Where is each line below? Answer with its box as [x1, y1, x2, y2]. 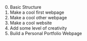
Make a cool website [9, 20, 52, 26]
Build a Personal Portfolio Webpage [9, 31, 83, 36]
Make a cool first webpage [9, 9, 64, 15]
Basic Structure [9, 4, 42, 10]
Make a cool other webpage [9, 15, 67, 20]
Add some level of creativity [9, 25, 67, 31]
